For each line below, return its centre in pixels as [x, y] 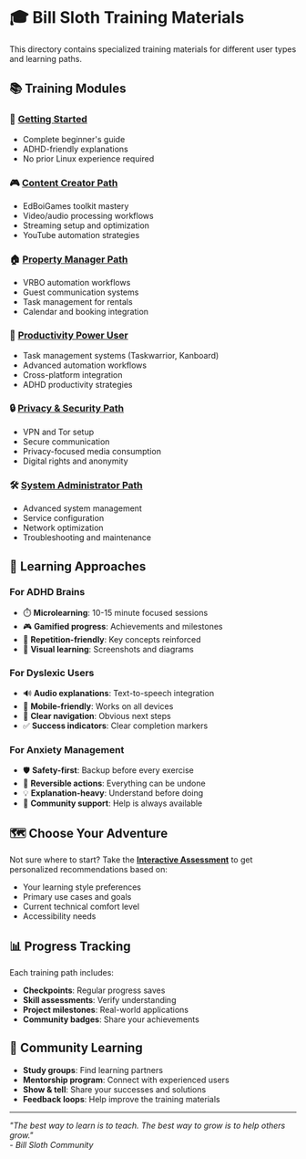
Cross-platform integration [72, 374]
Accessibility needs [59, 916]
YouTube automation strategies [81, 235]
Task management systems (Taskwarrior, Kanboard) [121, 355]
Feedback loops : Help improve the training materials [121, 1099]
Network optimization [63, 528]
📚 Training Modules [68, 89]
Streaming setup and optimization [86, 225]
